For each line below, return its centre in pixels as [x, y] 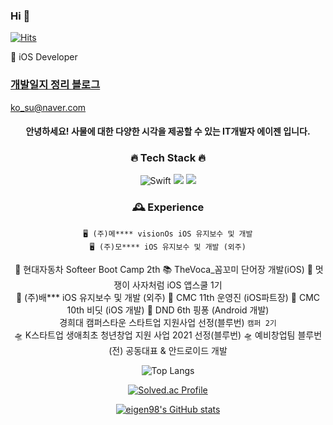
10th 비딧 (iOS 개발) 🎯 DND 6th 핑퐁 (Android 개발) [168, 310]
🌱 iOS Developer [44, 57]
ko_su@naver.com [48, 107]
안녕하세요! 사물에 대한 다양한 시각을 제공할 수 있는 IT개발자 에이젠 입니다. [168, 131]
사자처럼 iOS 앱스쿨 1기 [177, 285]
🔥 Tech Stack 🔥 [168, 158]
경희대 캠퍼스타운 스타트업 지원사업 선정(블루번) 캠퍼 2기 [168, 322]
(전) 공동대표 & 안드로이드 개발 [168, 350]
